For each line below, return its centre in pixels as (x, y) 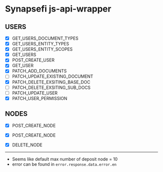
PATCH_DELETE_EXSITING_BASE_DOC (51, 82)
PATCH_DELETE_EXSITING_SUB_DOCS (51, 87)
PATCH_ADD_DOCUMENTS (39, 71)
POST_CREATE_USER (33, 60)
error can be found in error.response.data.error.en (64, 164)
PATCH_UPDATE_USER (35, 93)
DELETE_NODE (27, 145)
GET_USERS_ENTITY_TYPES (41, 44)
